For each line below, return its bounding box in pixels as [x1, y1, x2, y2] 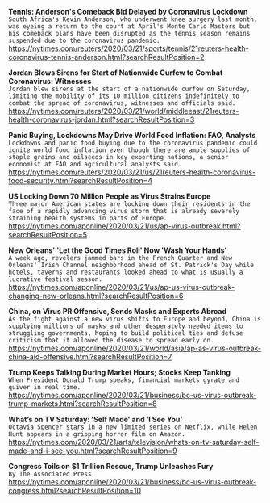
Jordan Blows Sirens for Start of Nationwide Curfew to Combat [8, 68, 223, 78]
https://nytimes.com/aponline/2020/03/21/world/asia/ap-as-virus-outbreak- [8, 343, 262, 353]
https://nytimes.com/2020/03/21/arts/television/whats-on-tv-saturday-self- [8, 438, 260, 446]
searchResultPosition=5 [8, 230, 87, 239]
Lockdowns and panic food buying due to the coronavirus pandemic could [8, 139, 258, 147]
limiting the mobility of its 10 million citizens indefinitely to [8, 92, 240, 100]
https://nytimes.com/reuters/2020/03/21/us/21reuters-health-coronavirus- [8, 167, 256, 177]
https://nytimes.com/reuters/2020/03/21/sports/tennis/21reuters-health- [8, 44, 250, 53]
